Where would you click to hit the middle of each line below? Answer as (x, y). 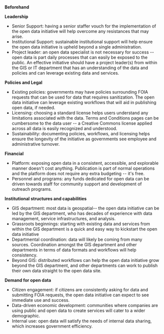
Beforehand (17, 7)
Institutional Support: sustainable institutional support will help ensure (82, 42)
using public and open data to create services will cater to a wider (78, 310)
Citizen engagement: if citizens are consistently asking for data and (80, 290)
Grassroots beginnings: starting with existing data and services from (81, 224)
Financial (14, 154)
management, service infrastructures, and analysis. (64, 218)
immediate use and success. (41, 300)
